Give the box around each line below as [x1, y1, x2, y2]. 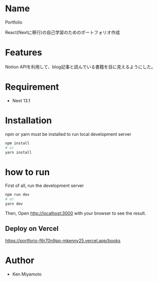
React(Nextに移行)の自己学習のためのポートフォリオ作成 [5, 29, 120, 35]
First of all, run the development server [5, 183, 84, 188]
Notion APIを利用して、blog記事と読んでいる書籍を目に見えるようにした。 [5, 63, 156, 69]
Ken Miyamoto [12, 271, 42, 277]
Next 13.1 [12, 97, 31, 103]
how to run [5, 166, 50, 178]
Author [5, 254, 34, 266]
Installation [5, 115, 52, 126]
